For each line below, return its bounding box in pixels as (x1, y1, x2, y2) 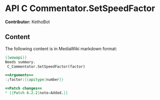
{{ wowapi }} (5, 55, 27, 60)
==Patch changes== (5, 86, 42, 91)
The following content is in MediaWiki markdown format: (5, 45, 117, 51)
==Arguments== (5, 73, 34, 78)
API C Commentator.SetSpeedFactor (5, 3, 156, 14)
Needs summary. (5, 59, 36, 64)
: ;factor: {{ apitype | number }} (5, 77, 64, 82)
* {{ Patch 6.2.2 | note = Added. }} (5, 90, 68, 95)
